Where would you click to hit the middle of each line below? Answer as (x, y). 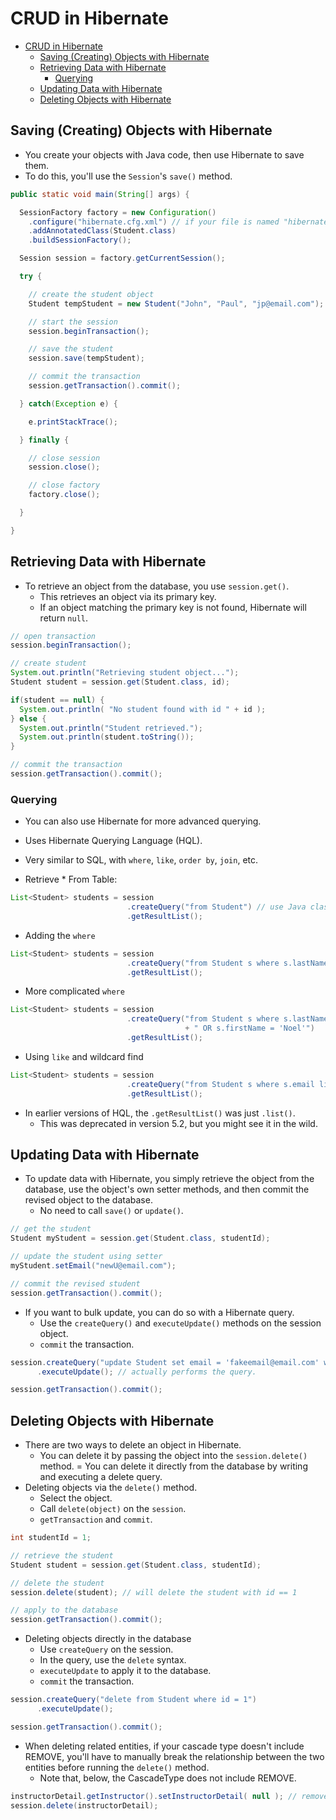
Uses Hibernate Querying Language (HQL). (113, 841)
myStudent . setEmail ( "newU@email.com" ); (93, 1266)
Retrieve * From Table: (71, 879)
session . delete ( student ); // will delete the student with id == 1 (154, 1592)
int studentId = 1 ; (51, 1538)
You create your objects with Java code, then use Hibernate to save (164, 154)
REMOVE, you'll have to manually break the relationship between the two (174, 1756)
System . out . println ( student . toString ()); (107, 737)
